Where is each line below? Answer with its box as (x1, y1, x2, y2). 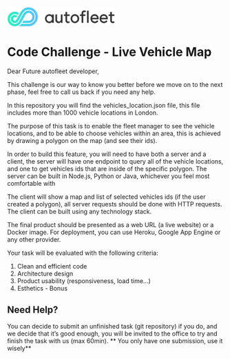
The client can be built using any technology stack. (7, 207, 152, 215)
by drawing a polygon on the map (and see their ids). (7, 136, 158, 144)
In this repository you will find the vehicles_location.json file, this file (7, 101, 200, 109)
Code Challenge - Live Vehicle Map (7, 44, 212, 59)
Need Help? (7, 304, 59, 316)
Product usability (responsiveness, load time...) (17, 276, 151, 285)
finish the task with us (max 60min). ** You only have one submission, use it (7, 337, 223, 345)
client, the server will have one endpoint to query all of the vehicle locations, (7, 157, 224, 165)
